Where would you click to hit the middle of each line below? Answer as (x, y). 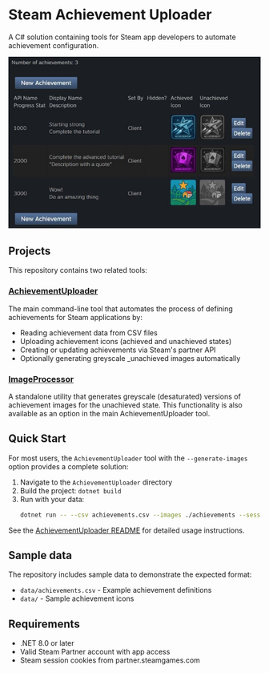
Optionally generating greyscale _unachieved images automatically (130, 358)
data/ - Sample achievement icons (77, 598)
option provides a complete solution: (68, 466)
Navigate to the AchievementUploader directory (96, 482)
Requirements (44, 624)
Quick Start (37, 439)
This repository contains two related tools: (78, 270)
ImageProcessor (41, 379)
